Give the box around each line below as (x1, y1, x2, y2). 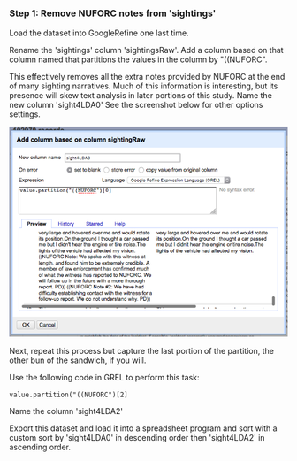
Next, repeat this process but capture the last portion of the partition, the (9, 346, 274, 357)
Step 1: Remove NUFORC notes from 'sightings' (9, 7, 217, 19)
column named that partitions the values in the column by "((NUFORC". (9, 54, 268, 65)
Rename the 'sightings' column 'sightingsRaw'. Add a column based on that (9, 44, 285, 55)
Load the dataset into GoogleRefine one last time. (9, 27, 189, 38)
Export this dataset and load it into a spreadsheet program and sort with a (9, 423, 278, 434)
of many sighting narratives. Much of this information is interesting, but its (9, 81, 278, 91)
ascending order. (9, 442, 72, 453)
